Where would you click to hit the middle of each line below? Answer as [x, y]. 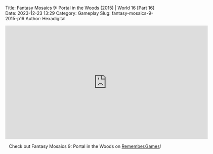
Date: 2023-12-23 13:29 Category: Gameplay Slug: [58, 13]
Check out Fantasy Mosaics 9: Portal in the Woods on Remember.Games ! [85, 146]
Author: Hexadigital [46, 18]
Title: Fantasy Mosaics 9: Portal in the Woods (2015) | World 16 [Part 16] [80, 8]
